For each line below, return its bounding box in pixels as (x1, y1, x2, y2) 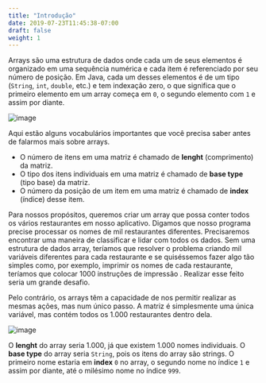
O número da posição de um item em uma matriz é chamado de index (19, 186, 249, 195)
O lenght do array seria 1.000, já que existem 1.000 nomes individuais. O (8, 341, 246, 350)
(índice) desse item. (19, 195, 85, 204)
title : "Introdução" (8, 11, 77, 20)
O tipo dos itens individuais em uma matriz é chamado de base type (19, 169, 244, 179)
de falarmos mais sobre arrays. (8, 137, 110, 147)
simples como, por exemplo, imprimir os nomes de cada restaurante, (8, 261, 233, 270)
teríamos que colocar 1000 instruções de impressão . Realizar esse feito (8, 269, 245, 279)
